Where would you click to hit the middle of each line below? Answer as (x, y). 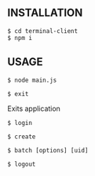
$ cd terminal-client (43, 31)
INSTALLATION (45, 13)
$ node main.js (32, 80)
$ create (22, 137)
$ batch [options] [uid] (48, 150)
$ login (20, 123)
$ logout (22, 164)
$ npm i (20, 38)
